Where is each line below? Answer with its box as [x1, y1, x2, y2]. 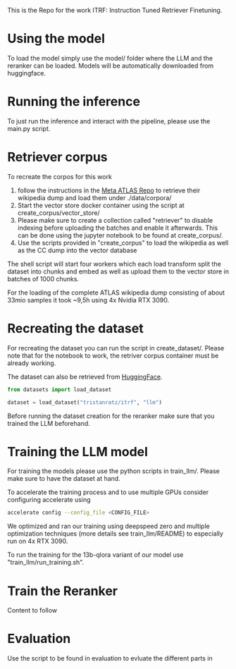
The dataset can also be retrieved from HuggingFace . [7, 372, 163, 381]
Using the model [7, 31, 106, 47]
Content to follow [7, 606, 58, 615]
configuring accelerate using [7, 496, 91, 504]
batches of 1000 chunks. [7, 274, 80, 283]
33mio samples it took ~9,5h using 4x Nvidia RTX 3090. [7, 295, 170, 304]
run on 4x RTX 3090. [7, 537, 68, 546]
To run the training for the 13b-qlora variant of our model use [7, 551, 184, 559]
